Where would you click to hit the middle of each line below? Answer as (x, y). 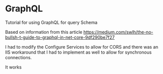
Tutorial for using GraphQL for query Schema (51, 22)
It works (13, 67)
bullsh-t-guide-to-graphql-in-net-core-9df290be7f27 (60, 37)
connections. (19, 57)
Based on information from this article (44, 32)
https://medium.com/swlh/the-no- (118, 32)
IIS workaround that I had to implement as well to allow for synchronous (79, 52)
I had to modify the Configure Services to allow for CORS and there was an (82, 47)
